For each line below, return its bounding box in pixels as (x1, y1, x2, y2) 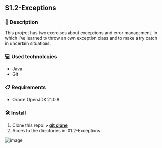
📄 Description (5, 19, 38, 26)
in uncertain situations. (5, 40, 51, 46)
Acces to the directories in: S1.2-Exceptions (12, 127, 100, 133)
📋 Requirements (5, 84, 46, 90)
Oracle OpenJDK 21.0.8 (12, 97, 60, 103)
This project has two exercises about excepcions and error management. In (5, 30, 158, 36)
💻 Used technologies (5, 53, 57, 59)
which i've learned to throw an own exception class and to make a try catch (5, 35, 158, 41)
